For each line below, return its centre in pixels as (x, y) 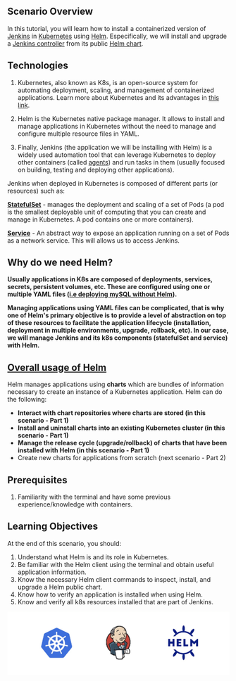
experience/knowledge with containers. (75, 504)
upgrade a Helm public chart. (60, 587)
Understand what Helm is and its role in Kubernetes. (93, 557)
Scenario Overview (50, 12)
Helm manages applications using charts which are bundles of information (116, 384)
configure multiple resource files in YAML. (78, 134)
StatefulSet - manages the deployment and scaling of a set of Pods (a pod (116, 204)
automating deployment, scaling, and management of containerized (116, 90)
